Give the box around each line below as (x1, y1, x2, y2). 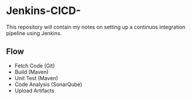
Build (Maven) (14, 68, 49, 75)
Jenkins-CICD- (6, 4, 81, 18)
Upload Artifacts (14, 87, 55, 94)
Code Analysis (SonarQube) (14, 81, 82, 88)
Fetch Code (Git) (14, 62, 55, 69)
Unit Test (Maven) (14, 74, 58, 81)
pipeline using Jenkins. (6, 29, 62, 36)
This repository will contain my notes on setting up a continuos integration (6, 23, 186, 30)
